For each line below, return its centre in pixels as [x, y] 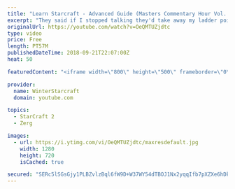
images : [19, 136]
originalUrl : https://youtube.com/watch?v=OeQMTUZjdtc [89, 27]
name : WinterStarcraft [47, 91]
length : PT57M [28, 46]
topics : [19, 110]
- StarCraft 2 [34, 117]
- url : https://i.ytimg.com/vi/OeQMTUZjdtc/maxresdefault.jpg [106, 142]
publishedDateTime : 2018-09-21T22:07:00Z [69, 53]
